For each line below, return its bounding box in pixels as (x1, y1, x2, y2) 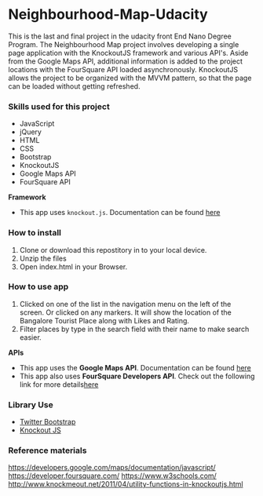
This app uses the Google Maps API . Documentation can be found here (19, 363, 251, 372)
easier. (19, 332, 42, 342)
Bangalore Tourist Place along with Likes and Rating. (19, 315, 190, 325)
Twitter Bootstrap (19, 418, 76, 427)
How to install (8, 228, 61, 239)
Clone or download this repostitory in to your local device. (19, 245, 207, 254)
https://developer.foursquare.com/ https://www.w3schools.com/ (8, 471, 217, 480)
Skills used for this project (8, 100, 110, 111)
